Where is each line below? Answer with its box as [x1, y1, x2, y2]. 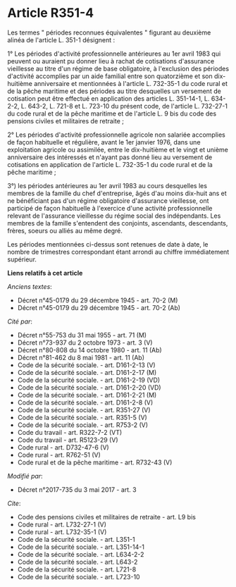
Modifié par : [7, 471, 44, 480]
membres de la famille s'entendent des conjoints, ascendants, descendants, [7, 218, 228, 227]
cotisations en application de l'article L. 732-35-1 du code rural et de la [7, 160, 213, 168]
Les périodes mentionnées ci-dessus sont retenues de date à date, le [7, 240, 209, 248]
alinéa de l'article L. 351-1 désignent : [7, 35, 116, 44]
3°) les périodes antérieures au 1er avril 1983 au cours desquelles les [7, 181, 208, 190]
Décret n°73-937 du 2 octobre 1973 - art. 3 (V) [17, 338, 153, 347]
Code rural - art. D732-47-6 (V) [17, 443, 109, 452]
